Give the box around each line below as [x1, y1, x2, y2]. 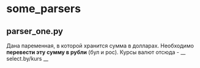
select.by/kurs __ [6, 55, 49, 62]
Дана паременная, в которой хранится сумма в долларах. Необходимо [6, 42, 194, 49]
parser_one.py [6, 26, 63, 36]
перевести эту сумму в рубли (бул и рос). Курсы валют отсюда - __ [6, 49, 186, 56]
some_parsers [6, 2, 81, 16]
